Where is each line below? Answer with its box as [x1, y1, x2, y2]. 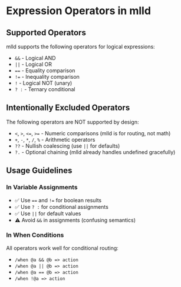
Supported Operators [6, 28, 87, 38]
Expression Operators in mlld [6, 4, 152, 18]
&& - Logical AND [14, 55, 56, 61]
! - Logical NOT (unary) [14, 79, 73, 86]
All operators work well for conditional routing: [6, 244, 119, 251]
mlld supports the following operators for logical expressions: [6, 43, 155, 50]
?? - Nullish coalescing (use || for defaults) [14, 142, 120, 149]
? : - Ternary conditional [14, 86, 75, 92]
